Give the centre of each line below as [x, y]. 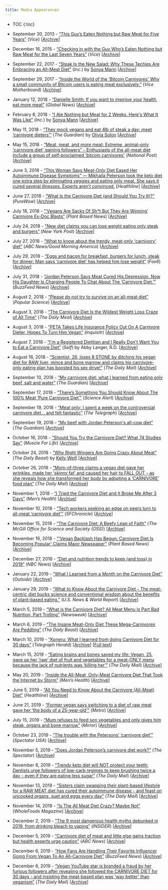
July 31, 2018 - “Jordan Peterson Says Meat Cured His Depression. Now [86, 276]
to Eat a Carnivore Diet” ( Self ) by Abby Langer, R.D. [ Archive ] [75, 347]
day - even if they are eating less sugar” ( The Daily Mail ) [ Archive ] [81, 776]
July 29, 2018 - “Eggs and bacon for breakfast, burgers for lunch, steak [86, 256]
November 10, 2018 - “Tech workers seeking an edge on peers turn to [84, 508]
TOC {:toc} [23, 24]
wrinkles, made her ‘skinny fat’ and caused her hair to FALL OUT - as [83, 473]
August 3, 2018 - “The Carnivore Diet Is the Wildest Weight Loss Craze [85, 312]
